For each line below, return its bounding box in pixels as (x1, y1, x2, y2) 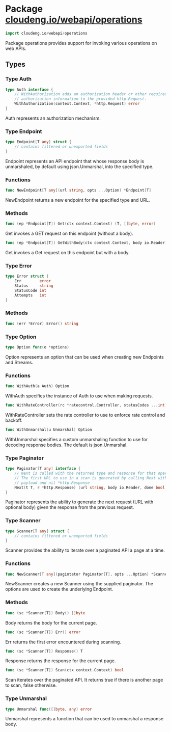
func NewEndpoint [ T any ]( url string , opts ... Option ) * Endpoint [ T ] (5, 188, 152, 193)
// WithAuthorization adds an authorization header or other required (14, 92, 167, 97)
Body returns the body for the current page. (5, 619, 97, 626)
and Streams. (5, 359, 34, 365)
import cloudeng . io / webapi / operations (5, 31, 88, 36)
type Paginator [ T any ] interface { (5, 466, 81, 471)
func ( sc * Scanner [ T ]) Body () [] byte (5, 610, 85, 615)
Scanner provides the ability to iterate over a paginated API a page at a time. (5, 547, 165, 553)
